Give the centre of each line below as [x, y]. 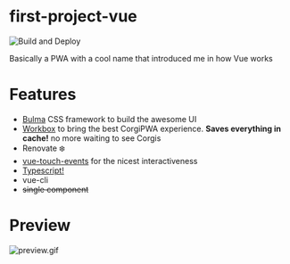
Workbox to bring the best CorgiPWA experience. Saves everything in [151, 128]
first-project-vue [74, 16]
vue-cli [35, 179]
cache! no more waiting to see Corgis [91, 138]
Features [43, 95]
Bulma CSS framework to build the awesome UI [109, 119]
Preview [40, 226]
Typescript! [43, 170]
